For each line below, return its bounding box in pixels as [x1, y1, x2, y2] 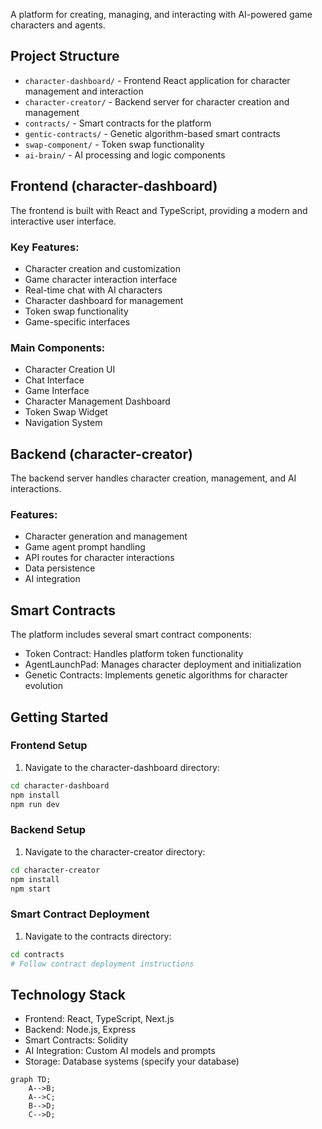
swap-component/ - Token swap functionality [24, 138, 205, 150]
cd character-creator [10, 865, 101, 875]
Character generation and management [24, 530, 188, 543]
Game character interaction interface [24, 273, 178, 285]
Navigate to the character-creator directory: [24, 845, 206, 858]
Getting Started [10, 709, 109, 726]
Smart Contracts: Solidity [24, 1034, 129, 1046]
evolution [24, 680, 63, 692]
